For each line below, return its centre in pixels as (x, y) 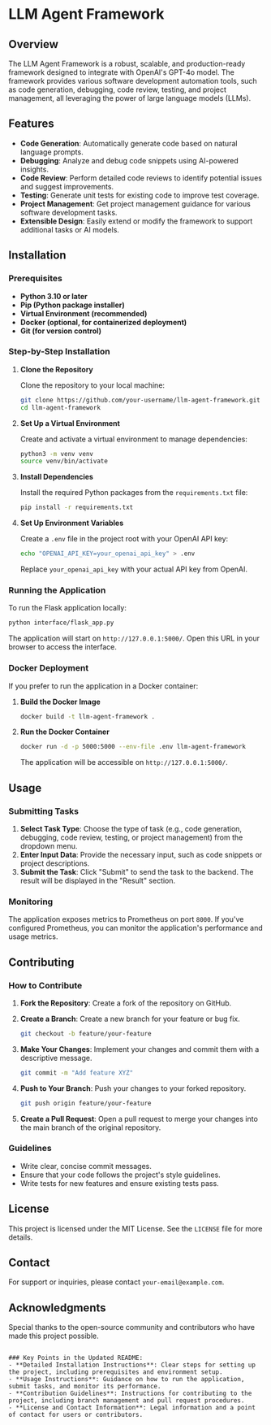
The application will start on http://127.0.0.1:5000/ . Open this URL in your (134, 638)
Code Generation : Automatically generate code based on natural (129, 143)
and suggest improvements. (67, 186)
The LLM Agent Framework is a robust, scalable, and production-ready (127, 63)
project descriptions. (55, 863)
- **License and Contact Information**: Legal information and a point (132, 1408)
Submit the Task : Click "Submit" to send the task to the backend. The (137, 871)
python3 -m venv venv (57, 454)
